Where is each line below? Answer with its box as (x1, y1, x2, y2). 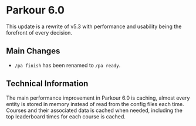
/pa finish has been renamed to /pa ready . (14, 62, 121, 69)
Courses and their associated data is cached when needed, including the (6, 107, 183, 114)
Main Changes (6, 46, 60, 56)
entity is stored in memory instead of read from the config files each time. (6, 100, 184, 107)
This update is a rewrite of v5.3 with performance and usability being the (6, 23, 182, 30)
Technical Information (6, 79, 89, 88)
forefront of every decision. (6, 29, 72, 36)
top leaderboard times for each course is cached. (6, 113, 126, 120)
